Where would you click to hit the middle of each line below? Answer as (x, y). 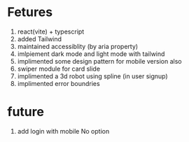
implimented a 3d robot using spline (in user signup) (92, 76)
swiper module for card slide (58, 69)
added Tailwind (39, 38)
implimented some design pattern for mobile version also (99, 61)
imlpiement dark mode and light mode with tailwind (91, 54)
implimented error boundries (58, 83)
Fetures (30, 12)
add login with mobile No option (63, 131)
